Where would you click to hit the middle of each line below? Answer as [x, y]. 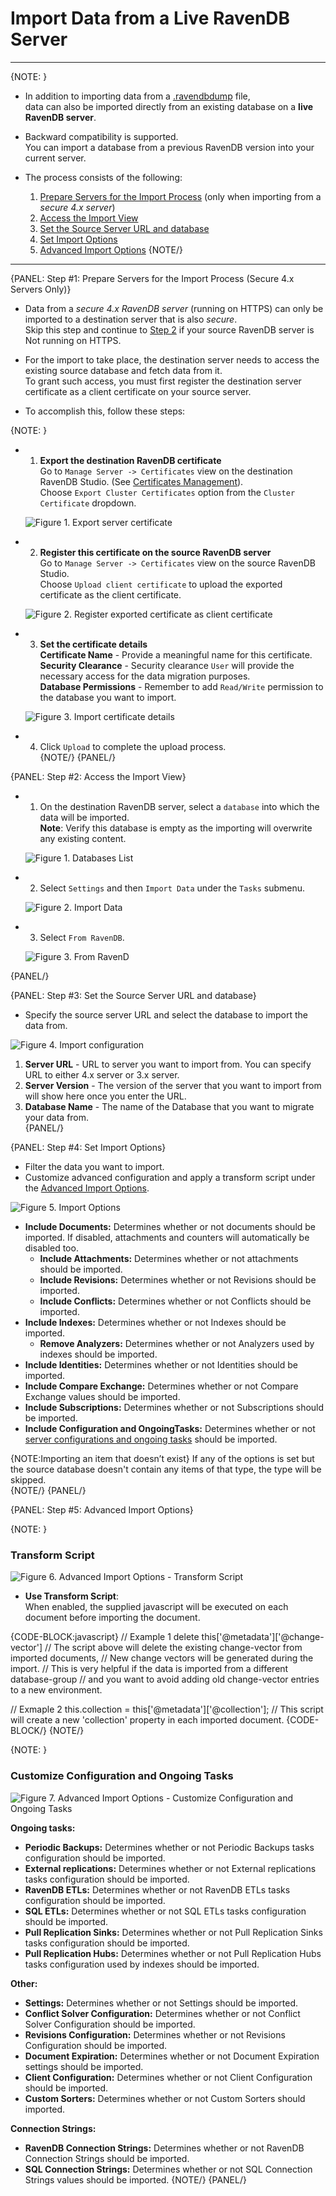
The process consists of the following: [103, 177]
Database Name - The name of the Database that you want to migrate [169, 1106]
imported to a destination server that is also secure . [131, 319]
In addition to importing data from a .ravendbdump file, [137, 96]
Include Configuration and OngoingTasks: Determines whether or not [170, 1428]
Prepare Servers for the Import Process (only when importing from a [180, 196]
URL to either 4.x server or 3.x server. [102, 1074]
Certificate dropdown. [88, 503]
